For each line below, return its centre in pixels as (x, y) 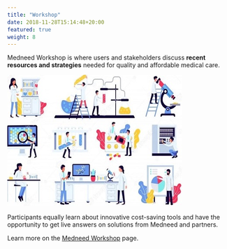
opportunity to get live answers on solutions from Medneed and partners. (113, 225)
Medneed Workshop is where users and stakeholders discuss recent (107, 58)
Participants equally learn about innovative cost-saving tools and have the (113, 218)
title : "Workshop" (34, 15)
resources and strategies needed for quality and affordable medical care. (113, 65)
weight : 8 (22, 37)
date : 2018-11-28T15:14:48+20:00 (56, 22)
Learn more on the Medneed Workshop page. (73, 239)
